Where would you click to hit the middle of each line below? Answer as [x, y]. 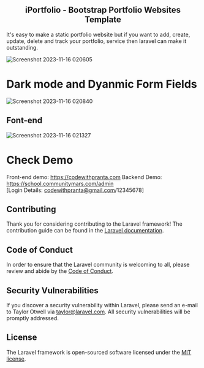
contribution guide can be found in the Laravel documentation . [85, 231]
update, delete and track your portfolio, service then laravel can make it [96, 41]
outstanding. [22, 47]
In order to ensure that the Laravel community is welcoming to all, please [98, 265]
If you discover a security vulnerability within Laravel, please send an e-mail [102, 305]
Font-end [25, 121]
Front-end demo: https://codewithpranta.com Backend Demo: [84, 177]
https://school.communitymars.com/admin [60, 183]
